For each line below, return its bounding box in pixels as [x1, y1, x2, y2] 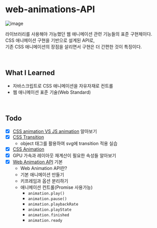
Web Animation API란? [20, 165, 67, 171]
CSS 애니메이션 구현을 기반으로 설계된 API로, [5, 37, 95, 43]
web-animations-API [5, 4, 95, 15]
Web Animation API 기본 [12, 159, 63, 165]
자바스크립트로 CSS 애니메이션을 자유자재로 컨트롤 [12, 82, 114, 89]
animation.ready [28, 218, 63, 223]
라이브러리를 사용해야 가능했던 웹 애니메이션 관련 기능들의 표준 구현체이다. [5, 31, 152, 37]
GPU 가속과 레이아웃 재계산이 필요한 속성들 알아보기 [12, 152, 116, 158]
